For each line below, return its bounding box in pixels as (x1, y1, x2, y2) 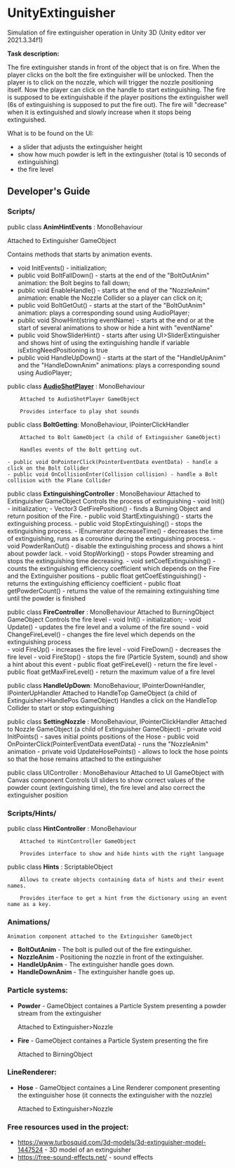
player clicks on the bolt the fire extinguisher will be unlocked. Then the (7, 70, 214, 79)
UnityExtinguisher (7, 5, 116, 21)
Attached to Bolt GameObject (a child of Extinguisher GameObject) (20, 434, 221, 441)
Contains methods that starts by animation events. (7, 250, 153, 258)
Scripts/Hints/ (7, 808, 57, 818)
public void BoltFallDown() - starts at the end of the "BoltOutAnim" (17, 271, 210, 280)
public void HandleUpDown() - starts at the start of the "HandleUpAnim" (17, 353, 227, 362)
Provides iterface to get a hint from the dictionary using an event (20, 894, 228, 902)
